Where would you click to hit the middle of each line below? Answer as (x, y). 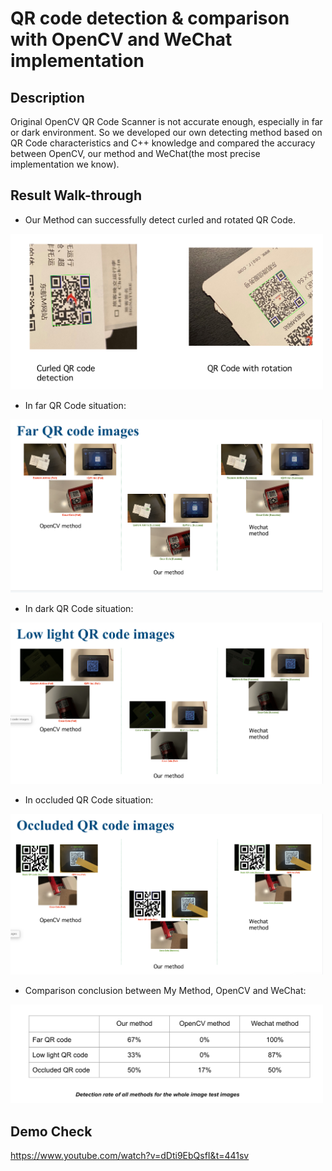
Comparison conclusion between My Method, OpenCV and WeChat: (165, 990)
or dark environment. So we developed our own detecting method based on (166, 132)
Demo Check (51, 1131)
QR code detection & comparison (150, 18)
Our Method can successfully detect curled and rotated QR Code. (160, 219)
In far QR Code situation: (75, 406)
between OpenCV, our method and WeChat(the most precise (135, 153)
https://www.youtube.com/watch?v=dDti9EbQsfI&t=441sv (130, 1156)
